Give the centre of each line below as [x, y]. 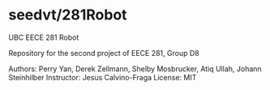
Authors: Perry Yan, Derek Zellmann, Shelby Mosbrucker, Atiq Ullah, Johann [135, 69]
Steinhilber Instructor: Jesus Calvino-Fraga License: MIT [103, 77]
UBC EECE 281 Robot [44, 37]
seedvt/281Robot [68, 15]
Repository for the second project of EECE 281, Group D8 [104, 53]
